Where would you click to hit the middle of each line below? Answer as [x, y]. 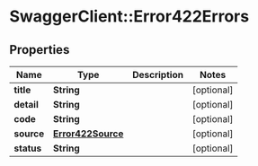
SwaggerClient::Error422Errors [129, 17]
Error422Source [88, 134]
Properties [40, 50]
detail [26, 105]
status [28, 148]
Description [158, 75]
